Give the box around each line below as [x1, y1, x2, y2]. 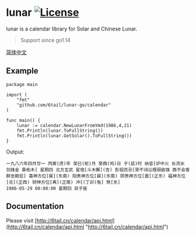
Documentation [6, 201, 64, 211]
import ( [6, 91, 27, 98]
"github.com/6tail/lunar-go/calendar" [16, 102, 111, 108]
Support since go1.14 [20, 36, 71, 43]
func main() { [6, 117, 41, 123]
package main [6, 81, 38, 87]
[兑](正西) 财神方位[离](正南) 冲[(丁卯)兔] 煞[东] [6, 179, 121, 185]
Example [6, 66, 39, 76]
